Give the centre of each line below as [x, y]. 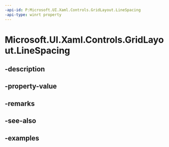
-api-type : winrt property [33, 15]
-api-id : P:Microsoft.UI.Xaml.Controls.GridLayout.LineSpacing [73, 10]
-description [25, 69]
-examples [22, 138]
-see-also [20, 121]
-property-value [31, 86]
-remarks [20, 104]
